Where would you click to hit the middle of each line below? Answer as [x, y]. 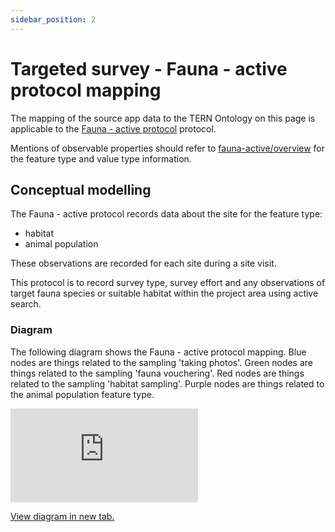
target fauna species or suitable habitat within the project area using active [164, 293]
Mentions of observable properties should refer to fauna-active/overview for [168, 148]
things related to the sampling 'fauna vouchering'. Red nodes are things [157, 373]
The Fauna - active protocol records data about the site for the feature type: [166, 214]
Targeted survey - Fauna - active [149, 68]
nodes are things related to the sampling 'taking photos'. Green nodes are [161, 362]
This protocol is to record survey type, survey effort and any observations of [168, 283]
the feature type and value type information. [101, 158]
